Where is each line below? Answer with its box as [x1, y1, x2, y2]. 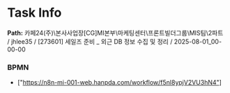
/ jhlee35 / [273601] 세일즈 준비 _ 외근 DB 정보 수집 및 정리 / [7, 37, 173, 46]
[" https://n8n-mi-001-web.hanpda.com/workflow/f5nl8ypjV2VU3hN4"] [17, 78, 222, 87]
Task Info [7, 5, 62, 21]
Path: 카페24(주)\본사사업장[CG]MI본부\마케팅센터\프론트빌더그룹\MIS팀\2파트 [7, 28, 224, 37]
